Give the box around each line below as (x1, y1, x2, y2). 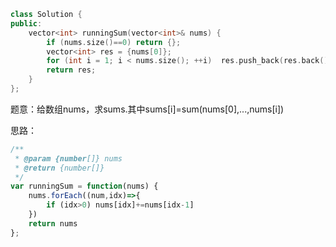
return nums (28, 218, 78, 229)
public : (10, 18, 43, 29)
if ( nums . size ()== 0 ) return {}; (46, 37, 182, 47)
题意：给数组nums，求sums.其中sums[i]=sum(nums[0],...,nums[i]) (10, 103, 285, 115)
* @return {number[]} (14, 163, 105, 173)
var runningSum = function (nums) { (10, 181, 159, 192)
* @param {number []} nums (14, 153, 123, 164)
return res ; (46, 65, 97, 75)
